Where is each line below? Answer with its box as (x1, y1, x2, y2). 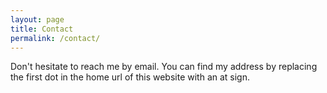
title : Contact (10, 24, 74, 34)
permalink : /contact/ (10, 33, 101, 43)
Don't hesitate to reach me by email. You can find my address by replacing (10, 61, 318, 73)
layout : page (10, 14, 65, 25)
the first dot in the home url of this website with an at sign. (10, 71, 250, 83)
